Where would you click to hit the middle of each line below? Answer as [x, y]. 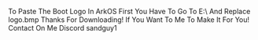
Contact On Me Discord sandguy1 [63, 28]
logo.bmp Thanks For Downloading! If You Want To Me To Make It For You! [129, 20]
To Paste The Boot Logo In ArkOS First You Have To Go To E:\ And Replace [129, 11]
